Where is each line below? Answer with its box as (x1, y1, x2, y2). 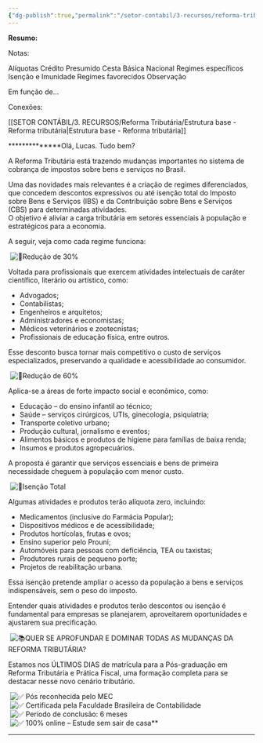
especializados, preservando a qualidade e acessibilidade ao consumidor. (8, 355, 247, 365)
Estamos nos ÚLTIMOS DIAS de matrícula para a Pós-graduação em (8, 660, 229, 669)
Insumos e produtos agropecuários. (19, 443, 135, 452)
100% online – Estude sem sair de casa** (25, 718, 159, 727)
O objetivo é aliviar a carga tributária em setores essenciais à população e (8, 213, 247, 222)
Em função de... (8, 87, 59, 97)
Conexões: (8, 102, 43, 111)
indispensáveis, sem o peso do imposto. (8, 585, 138, 595)
